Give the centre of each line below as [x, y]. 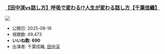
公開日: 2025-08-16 [32, 28]
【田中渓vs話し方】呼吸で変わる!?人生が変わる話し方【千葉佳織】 [82, 7]
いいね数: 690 [26, 40]
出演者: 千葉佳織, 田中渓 [36, 47]
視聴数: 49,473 [27, 35]
